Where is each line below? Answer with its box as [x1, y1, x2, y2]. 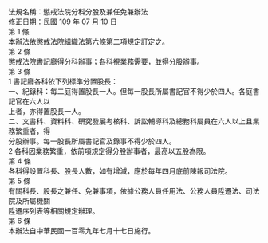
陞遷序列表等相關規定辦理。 [8, 206, 100, 215]
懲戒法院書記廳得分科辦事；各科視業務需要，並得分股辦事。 [8, 57, 204, 66]
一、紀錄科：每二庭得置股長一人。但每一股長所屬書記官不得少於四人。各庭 [8, 87, 253, 96]
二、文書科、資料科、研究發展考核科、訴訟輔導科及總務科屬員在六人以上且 [8, 116, 253, 126]
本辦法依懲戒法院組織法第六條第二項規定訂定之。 [8, 37, 169, 46]
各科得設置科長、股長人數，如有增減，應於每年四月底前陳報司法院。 [8, 167, 232, 175]
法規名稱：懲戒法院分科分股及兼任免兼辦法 [8, 7, 148, 16]
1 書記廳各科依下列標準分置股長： [8, 76, 118, 86]
